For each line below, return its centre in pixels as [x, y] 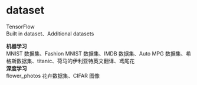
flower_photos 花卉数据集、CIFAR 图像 [53, 76]
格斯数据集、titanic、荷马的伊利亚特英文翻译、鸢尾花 [70, 61]
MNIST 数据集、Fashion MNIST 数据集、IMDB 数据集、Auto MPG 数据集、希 [99, 53]
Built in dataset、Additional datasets [50, 34]
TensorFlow [20, 27]
